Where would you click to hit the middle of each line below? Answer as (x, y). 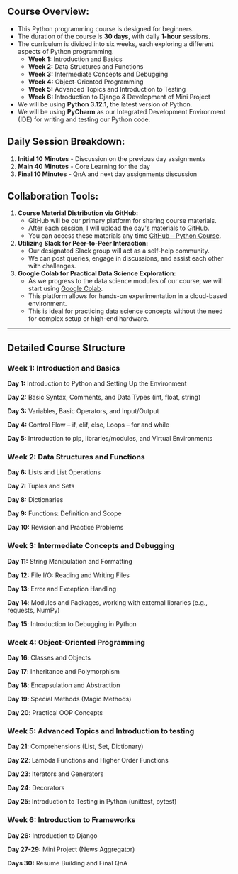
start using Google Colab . (66, 289)
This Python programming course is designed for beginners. (106, 28)
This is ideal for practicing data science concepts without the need (125, 311)
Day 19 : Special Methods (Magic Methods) (69, 699)
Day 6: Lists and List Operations (54, 472)
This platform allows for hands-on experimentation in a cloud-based (127, 296)
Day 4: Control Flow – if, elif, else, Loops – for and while (89, 425)
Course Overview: (49, 12)
